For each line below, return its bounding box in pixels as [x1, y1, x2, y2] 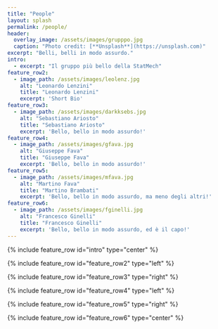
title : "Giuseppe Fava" [20, 154, 90, 162]
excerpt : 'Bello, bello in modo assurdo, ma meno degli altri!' [20, 193, 212, 200]
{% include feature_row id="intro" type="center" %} [7, 245, 159, 254]
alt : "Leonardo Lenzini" [20, 82, 93, 89]
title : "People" [7, 10, 55, 18]
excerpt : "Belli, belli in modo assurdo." [7, 50, 134, 57]
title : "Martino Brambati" [20, 187, 99, 194]
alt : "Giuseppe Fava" [20, 148, 83, 155]
